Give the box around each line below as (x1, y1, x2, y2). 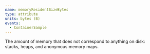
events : (5, 20, 21, 26)
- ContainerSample (9, 25, 47, 30)
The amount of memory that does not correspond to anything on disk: (5, 38, 145, 44)
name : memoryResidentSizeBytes (5, 7, 69, 12)
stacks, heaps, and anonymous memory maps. (5, 44, 99, 50)
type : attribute (5, 12, 38, 17)
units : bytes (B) (5, 16, 40, 21)
